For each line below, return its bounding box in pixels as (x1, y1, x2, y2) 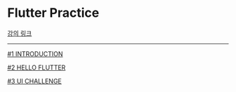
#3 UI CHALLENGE (7, 77, 62, 85)
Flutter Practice (7, 5, 100, 21)
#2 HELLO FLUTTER (7, 63, 66, 72)
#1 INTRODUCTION (7, 49, 63, 58)
